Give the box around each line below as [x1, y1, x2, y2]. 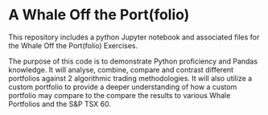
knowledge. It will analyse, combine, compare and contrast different [8, 64, 234, 74]
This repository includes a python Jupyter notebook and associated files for [8, 32, 260, 42]
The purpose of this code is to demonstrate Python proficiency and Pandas [8, 56, 258, 66]
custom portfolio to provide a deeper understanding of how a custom [8, 82, 237, 92]
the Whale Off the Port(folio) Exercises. [8, 40, 138, 50]
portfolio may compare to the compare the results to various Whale [8, 90, 231, 100]
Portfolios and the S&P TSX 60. [8, 99, 111, 109]
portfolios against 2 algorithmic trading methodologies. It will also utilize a [8, 73, 253, 83]
